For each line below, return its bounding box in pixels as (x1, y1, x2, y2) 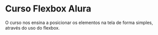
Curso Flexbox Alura (5, 3, 91, 14)
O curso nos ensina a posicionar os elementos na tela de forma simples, (5, 19, 154, 25)
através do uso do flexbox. (5, 24, 60, 30)
